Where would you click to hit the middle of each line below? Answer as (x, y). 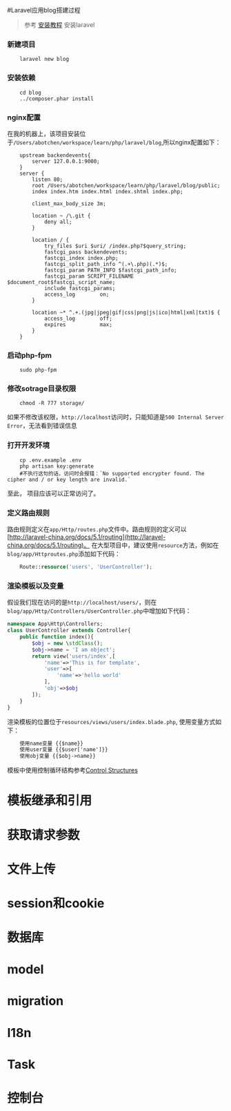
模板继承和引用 (50, 801)
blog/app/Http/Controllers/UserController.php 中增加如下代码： (99, 611)
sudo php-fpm (38, 370)
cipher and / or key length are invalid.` (69, 479)
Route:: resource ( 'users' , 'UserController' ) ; (86, 567)
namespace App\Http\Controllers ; (55, 624)
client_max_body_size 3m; (69, 203)
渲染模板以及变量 (36, 586)
